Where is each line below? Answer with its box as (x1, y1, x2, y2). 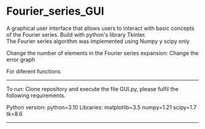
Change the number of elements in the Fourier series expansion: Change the (6, 49, 199, 56)
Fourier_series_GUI (6, 4, 105, 18)
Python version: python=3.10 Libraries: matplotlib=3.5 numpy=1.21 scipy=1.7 (6, 103, 197, 111)
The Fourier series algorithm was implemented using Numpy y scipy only (6, 37, 190, 45)
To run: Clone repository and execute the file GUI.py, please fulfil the (6, 85, 179, 92)
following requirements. (6, 92, 66, 99)
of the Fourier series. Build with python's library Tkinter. (6, 31, 146, 38)
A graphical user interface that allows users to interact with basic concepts (6, 24, 195, 32)
